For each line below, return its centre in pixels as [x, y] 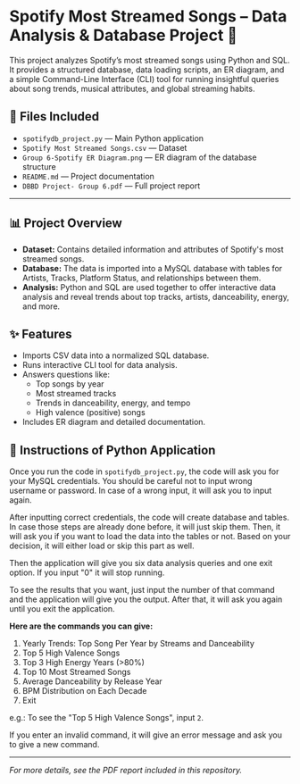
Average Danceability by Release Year [92, 681]
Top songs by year [70, 384]
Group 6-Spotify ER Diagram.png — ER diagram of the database [139, 157]
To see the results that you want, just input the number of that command [142, 590]
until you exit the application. [62, 609]
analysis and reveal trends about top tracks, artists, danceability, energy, [156, 296]
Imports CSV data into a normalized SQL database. [116, 355]
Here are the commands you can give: [81, 626]
